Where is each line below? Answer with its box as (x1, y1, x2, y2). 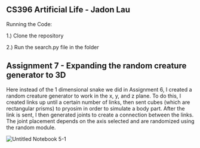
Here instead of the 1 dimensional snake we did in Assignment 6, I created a (6, 86, 192, 93)
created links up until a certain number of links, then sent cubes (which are (6, 98, 190, 106)
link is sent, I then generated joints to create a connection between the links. (6, 111, 194, 118)
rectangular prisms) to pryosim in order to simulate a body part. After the (6, 105, 185, 112)
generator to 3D (6, 70, 66, 80)
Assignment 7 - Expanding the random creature (6, 61, 187, 71)
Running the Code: (6, 20, 53, 27)
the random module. (6, 124, 56, 131)
